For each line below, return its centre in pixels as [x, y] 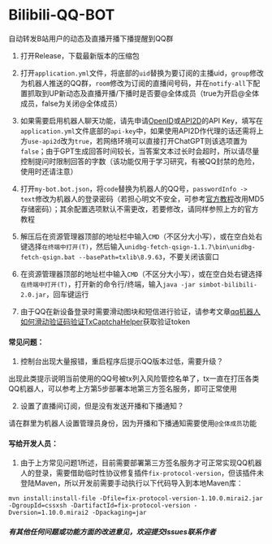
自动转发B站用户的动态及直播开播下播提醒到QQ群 [91, 38]
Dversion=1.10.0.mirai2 [49, 513]
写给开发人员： [33, 443]
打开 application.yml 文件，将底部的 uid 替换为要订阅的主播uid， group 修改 [142, 73]
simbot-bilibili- [228, 285]
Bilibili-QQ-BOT [62, 15]
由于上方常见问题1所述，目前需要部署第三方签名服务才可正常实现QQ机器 [141, 463]
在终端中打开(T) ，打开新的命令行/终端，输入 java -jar [108, 284]
